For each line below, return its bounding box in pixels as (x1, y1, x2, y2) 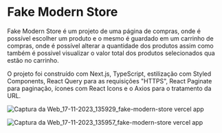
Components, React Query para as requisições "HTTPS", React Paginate (7, 76, 212, 85)
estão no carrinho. (7, 56, 60, 64)
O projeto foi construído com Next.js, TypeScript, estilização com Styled (7, 70, 212, 78)
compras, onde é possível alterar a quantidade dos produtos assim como (7, 41, 214, 50)
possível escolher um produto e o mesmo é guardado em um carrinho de (7, 34, 214, 42)
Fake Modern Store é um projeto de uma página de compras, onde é (7, 27, 201, 35)
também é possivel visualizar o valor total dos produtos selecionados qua (7, 49, 215, 57)
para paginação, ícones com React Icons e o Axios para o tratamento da (7, 84, 212, 92)
